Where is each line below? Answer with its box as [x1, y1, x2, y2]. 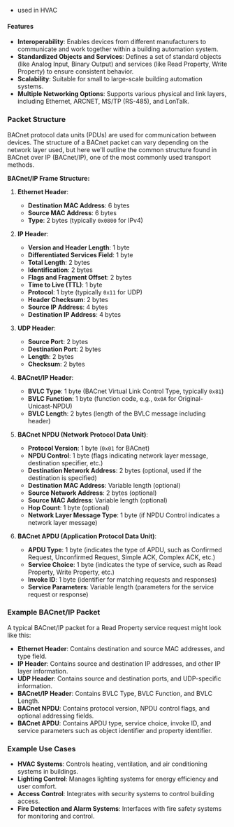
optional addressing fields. [17, 711, 94, 720]
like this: [7, 631, 31, 639]
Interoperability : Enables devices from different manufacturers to [17, 38, 207, 46]
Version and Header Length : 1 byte [27, 243, 131, 252]
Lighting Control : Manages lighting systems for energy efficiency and [17, 774, 219, 784]
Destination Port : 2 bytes [27, 345, 101, 353]
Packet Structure [7, 115, 66, 125]
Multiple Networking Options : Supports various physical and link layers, [17, 90, 227, 98]
